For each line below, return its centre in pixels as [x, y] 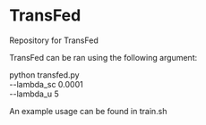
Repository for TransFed [54, 40]
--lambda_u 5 [34, 94]
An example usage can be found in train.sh [88, 111]
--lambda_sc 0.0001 [46, 84]
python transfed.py [44, 75]
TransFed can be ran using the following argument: [103, 57]
